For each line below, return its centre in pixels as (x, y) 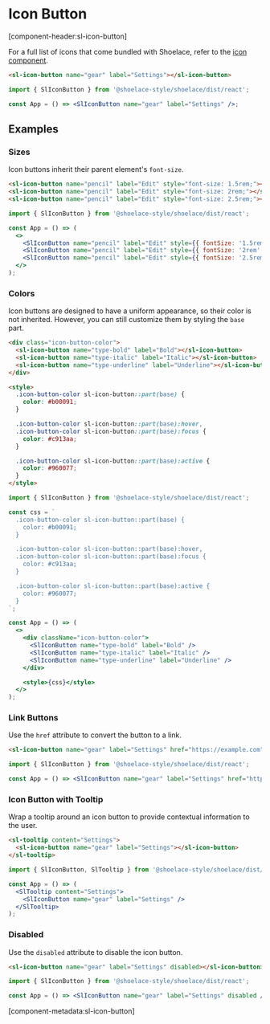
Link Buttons (33, 718)
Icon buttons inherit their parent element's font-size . (96, 169)
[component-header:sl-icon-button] (67, 36)
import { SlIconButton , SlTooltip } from (79, 870)
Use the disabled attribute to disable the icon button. (96, 952)
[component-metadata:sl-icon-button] (72, 1011)
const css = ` (32, 512)
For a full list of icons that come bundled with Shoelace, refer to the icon (128, 51)
